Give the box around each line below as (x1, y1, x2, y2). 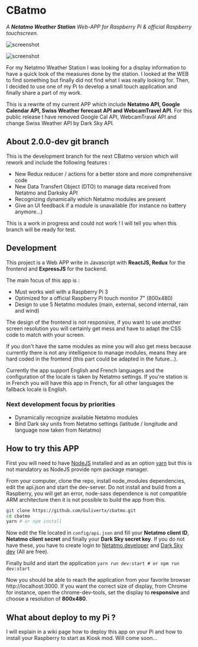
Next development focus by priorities (6, 400, 115, 409)
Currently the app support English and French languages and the (6, 366, 164, 374)
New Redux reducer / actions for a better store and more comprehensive (14, 170, 192, 177)
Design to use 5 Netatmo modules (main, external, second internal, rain (14, 301, 189, 308)
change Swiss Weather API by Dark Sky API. (6, 119, 114, 126)
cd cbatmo (6, 513, 31, 519)
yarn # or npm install (6, 518, 62, 525)
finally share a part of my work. (6, 89, 82, 96)
